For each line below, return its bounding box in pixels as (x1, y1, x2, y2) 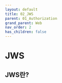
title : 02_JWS (5, 12, 34, 16)
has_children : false (5, 29, 47, 34)
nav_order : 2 (5, 25, 31, 30)
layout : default (5, 7, 38, 12)
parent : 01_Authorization (5, 16, 57, 21)
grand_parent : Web (5, 20, 42, 26)
